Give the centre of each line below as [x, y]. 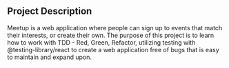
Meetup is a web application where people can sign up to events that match [115, 27]
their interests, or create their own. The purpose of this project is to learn [111, 35]
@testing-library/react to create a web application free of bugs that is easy [113, 49]
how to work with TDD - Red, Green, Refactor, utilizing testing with [101, 42]
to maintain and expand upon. [49, 57]
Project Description [50, 11]
